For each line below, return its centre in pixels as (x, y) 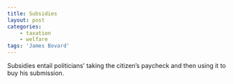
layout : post (26, 20)
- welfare (34, 40)
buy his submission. (36, 73)
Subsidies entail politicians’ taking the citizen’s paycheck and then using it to (116, 66)
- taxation (35, 33)
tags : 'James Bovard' (39, 46)
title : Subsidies (32, 14)
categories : (24, 26)
